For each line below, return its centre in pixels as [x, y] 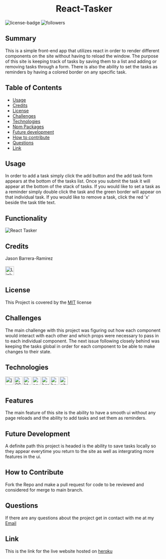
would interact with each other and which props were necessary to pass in [82, 335]
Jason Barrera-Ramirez [29, 258]
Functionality [26, 218]
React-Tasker [84, 9]
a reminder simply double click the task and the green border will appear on [83, 192]
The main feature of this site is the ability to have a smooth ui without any [80, 413]
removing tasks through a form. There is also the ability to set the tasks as [81, 66]
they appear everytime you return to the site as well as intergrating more [79, 451]
